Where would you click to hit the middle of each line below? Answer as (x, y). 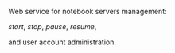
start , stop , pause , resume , (52, 26)
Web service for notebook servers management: (87, 11)
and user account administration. (62, 42)
